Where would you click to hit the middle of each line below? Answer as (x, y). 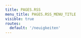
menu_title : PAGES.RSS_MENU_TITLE (41, 14)
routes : (13, 23)
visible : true (20, 19)
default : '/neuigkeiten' (35, 28)
